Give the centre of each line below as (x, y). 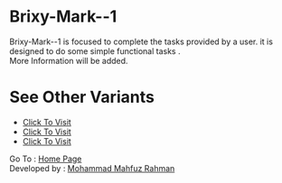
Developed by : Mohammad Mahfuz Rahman (92, 168)
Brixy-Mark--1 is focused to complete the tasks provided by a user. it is (141, 41)
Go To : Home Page (46, 159)
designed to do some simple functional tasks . (95, 50)
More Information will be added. (69, 60)
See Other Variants (82, 97)
